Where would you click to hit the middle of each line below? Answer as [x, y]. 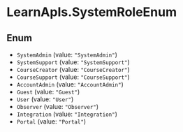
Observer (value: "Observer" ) [58, 107]
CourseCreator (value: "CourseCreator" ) [73, 69]
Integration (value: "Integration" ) [67, 114]
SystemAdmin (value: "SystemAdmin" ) [67, 54]
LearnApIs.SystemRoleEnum [92, 12]
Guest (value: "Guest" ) [48, 92]
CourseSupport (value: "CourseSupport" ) [73, 77]
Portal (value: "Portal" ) [51, 122]
